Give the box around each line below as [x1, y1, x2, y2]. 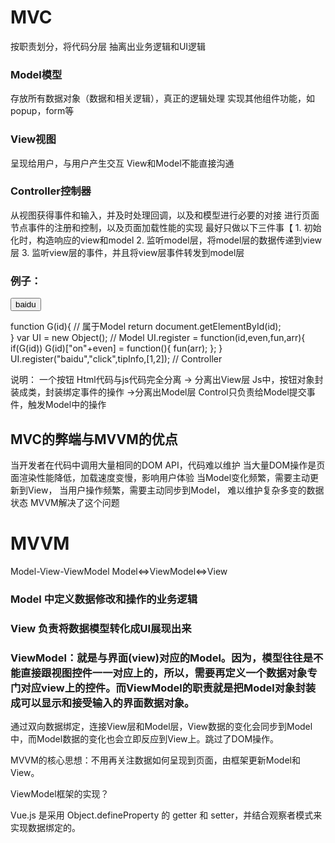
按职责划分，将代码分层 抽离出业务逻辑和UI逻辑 [10, 40, 207, 52]
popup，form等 [10, 105, 75, 117]
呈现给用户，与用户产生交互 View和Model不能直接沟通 [10, 157, 235, 169]
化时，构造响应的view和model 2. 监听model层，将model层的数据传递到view [10, 234, 323, 246]
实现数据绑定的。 [10, 822, 81, 834]
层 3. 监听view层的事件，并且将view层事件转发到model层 [10, 246, 245, 258]
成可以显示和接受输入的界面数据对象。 [10, 696, 195, 710]
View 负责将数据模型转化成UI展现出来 [10, 621, 192, 635]
